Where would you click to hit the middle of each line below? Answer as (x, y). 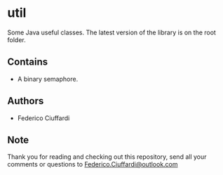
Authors (26, 101)
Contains (27, 62)
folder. (16, 39)
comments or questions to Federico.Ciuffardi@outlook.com (93, 164)
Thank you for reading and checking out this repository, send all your (107, 157)
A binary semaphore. (48, 79)
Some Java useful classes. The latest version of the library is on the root (111, 32)
